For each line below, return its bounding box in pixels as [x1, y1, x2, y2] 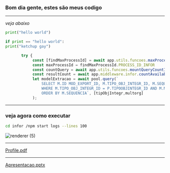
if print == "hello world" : [5, 39, 65, 45]
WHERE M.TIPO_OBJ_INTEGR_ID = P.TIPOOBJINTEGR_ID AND [41, 86, 157, 91]
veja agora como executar [5, 112, 71, 119]
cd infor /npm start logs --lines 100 [5, 123, 87, 128]
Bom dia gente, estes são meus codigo [5, 4, 102, 11]
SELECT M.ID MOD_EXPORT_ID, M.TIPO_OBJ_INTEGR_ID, [41, 81, 151, 87]
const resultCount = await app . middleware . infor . [32, 72, 139, 77]
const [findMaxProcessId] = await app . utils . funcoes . [32, 58, 148, 63]
